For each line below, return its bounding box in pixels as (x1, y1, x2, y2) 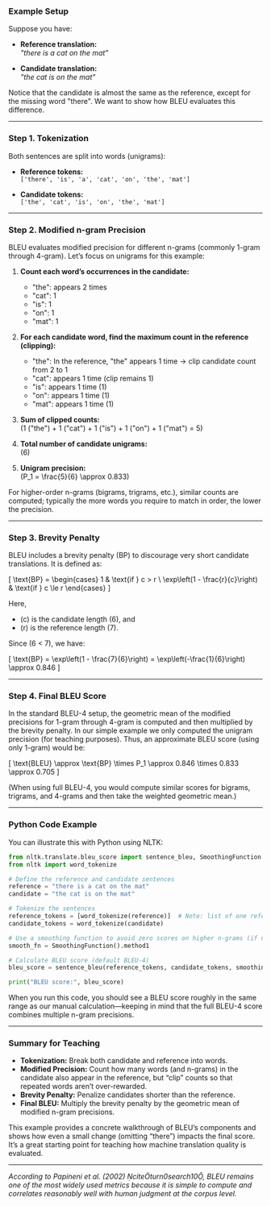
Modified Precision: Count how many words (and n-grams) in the (19, 1064, 239, 1074)
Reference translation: (19, 40, 98, 49)
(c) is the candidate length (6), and (19, 614, 135, 624)
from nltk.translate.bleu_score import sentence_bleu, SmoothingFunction (8, 853, 262, 861)
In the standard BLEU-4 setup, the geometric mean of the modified (8, 709, 231, 718)
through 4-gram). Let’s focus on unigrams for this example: (8, 251, 205, 260)
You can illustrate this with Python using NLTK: (8, 837, 164, 847)
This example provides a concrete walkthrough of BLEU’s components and (8, 1123, 256, 1133)
